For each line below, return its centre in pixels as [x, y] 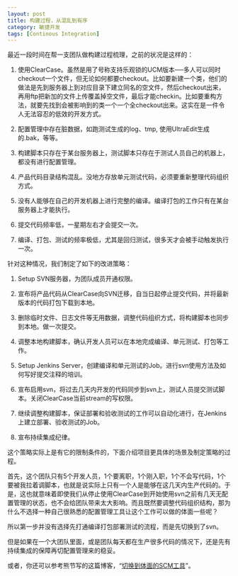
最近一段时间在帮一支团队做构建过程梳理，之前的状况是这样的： [100, 55]
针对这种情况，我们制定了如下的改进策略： [69, 264]
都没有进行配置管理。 [49, 162]
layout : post [27, 14]
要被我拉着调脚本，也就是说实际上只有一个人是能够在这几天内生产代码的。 [116, 485]
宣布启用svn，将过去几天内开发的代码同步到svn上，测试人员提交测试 [118, 390]
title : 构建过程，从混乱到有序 [47, 21]
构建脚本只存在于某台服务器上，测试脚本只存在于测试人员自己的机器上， [123, 153]
